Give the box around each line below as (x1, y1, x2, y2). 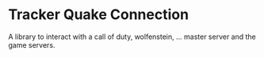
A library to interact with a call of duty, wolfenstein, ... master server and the (8, 32, 256, 41)
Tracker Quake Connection (8, 6, 189, 24)
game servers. (8, 40, 55, 49)
